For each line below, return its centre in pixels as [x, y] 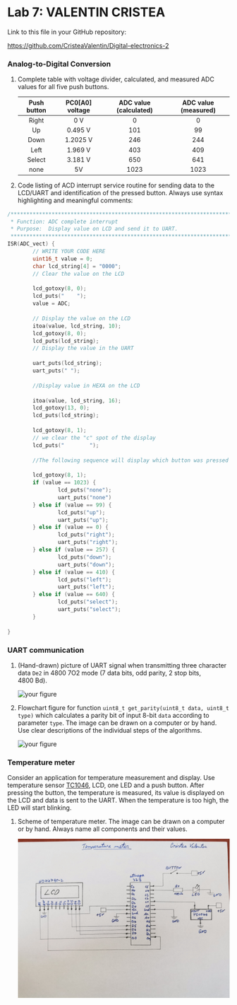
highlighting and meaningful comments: [75, 200]
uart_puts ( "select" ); [89, 610]
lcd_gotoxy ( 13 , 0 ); [61, 408]
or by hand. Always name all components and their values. [103, 829]
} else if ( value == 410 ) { [74, 572]
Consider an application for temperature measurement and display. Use [111, 778]
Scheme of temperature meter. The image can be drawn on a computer [121, 822]
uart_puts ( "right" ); [88, 542]
